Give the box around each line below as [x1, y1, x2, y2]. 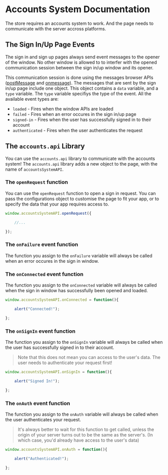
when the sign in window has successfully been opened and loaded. [5, 288, 148, 294]
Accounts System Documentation [5, 4, 150, 15]
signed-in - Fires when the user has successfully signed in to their [12, 116, 152, 123]
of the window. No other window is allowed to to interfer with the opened [5, 59, 157, 65]
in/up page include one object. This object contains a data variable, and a [5, 85, 158, 91]
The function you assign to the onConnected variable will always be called [5, 282, 157, 288]
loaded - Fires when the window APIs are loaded [12, 105, 114, 112]
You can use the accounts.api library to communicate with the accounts [5, 155, 155, 162]
